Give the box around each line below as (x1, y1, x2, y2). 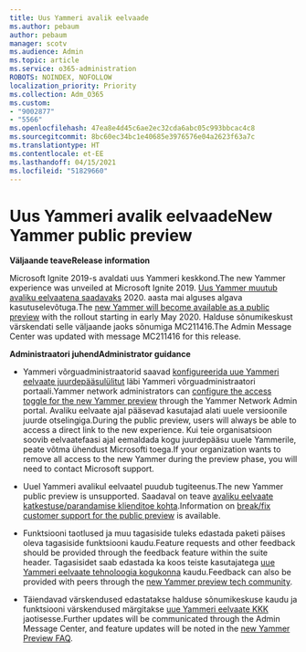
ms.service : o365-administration (9, 65, 137, 74)
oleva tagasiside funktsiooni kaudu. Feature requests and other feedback (22, 538, 296, 549)
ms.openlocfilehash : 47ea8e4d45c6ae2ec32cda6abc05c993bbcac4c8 (9, 124, 256, 133)
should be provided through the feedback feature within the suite (22, 547, 268, 558)
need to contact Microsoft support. (22, 463, 155, 475)
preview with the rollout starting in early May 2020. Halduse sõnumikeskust (9, 311, 294, 322)
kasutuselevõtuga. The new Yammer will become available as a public (9, 302, 270, 313)
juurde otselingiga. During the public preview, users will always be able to (22, 415, 297, 426)
